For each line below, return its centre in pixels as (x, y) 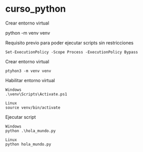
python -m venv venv (28, 33)
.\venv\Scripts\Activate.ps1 (36, 94)
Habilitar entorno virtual (30, 80)
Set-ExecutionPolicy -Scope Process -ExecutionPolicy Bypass (72, 52)
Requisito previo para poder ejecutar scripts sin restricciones (69, 43)
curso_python (36, 9)
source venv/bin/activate (33, 108)
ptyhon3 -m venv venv (28, 71)
